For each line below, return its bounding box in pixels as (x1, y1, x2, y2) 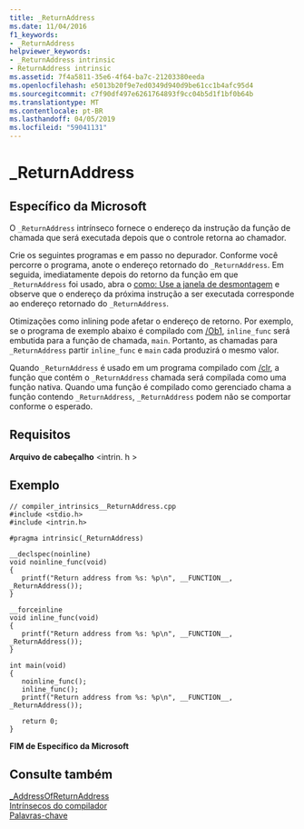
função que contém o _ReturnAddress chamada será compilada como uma (9, 372, 287, 383)
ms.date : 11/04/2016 (9, 22, 88, 31)
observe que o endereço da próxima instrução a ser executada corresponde (9, 288, 295, 299)
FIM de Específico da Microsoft (9, 740, 130, 751)
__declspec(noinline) (9, 549, 92, 559)
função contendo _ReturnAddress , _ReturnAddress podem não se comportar (9, 392, 291, 402)
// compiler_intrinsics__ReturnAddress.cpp (9, 502, 177, 511)
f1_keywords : (9, 30, 59, 39)
